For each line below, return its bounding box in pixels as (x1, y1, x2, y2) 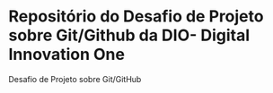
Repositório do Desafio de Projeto (8, 6, 264, 27)
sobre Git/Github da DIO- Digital (8, 25, 251, 46)
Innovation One (8, 45, 125, 64)
